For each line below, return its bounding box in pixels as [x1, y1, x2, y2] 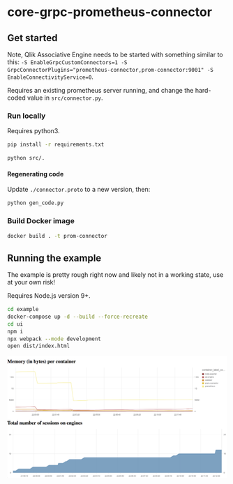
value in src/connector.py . [27, 93, 103, 102]
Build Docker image [7, 216, 75, 226]
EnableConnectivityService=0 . [7, 73, 94, 81]
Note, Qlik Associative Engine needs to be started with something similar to [7, 50, 223, 59]
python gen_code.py [7, 199, 64, 206]
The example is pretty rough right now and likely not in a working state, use [7, 271, 224, 279]
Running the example [7, 252, 102, 264]
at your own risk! [7, 278, 56, 287]
